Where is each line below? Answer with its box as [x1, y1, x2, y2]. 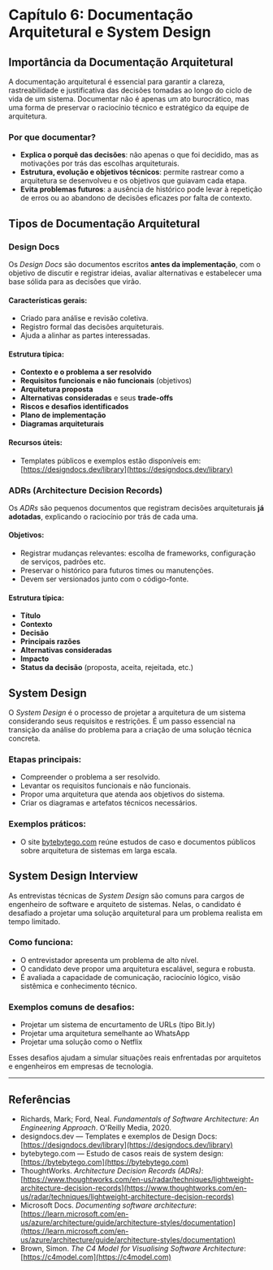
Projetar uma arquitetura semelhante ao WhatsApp [19, 1029, 190, 1039]
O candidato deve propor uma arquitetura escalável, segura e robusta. [19, 964, 256, 974]
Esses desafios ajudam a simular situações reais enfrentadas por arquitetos [8, 1053, 262, 1063]
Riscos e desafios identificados [19, 402, 129, 412]
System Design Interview [8, 869, 138, 883]
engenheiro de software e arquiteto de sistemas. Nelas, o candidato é [8, 899, 241, 909]
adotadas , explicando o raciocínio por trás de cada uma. [8, 512, 198, 521]
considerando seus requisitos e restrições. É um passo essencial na [8, 716, 236, 726]
